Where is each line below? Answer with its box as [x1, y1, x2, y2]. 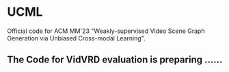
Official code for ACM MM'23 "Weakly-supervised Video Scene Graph [7, 27, 205, 35]
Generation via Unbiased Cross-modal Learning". [7, 34, 146, 42]
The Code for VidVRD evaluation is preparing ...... [7, 54, 223, 66]
